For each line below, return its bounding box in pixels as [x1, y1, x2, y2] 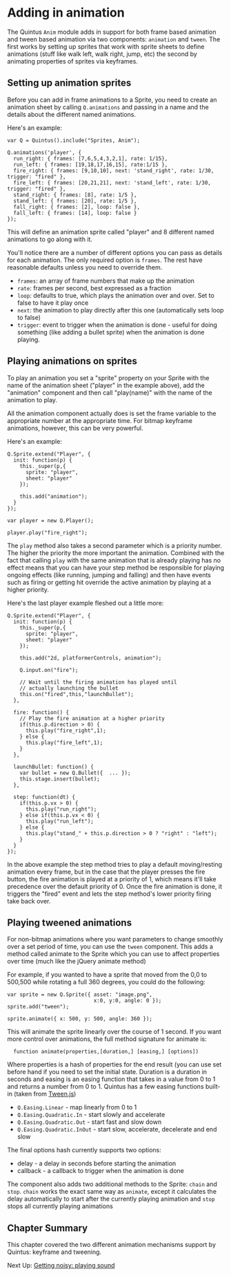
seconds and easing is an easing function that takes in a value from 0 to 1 [7, 1075, 216, 1083]
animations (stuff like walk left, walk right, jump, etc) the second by [7, 50, 198, 58]
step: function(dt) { [13, 794, 76, 800]
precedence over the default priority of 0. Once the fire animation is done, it [7, 882, 223, 890]
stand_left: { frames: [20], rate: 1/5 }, [13, 197, 137, 205]
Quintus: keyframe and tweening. [7, 1248, 102, 1256]
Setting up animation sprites [7, 77, 132, 89]
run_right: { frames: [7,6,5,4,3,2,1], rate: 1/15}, [13, 155, 168, 162]
